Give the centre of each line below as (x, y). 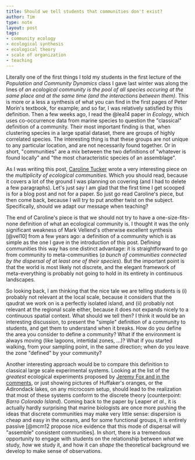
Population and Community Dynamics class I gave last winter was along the (97, 83)
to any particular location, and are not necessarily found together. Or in (91, 145)
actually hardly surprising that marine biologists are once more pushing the (96, 407)
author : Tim (20, 17)
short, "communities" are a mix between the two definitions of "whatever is (96, 151)
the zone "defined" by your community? (54, 353)
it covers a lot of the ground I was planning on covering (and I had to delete (96, 181)
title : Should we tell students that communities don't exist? (84, 11)
